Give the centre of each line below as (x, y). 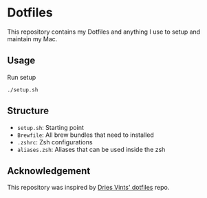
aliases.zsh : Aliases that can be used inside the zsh (91, 149)
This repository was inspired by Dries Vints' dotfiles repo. (88, 188)
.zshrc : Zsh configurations (55, 142)
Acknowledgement (49, 171)
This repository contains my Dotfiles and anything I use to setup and (104, 32)
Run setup (22, 77)
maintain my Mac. (32, 38)
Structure (28, 111)
